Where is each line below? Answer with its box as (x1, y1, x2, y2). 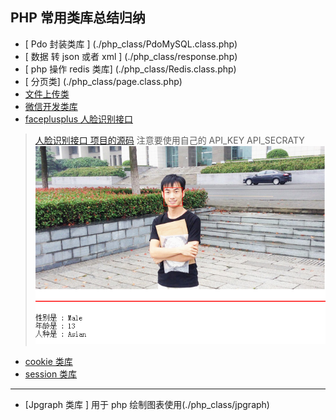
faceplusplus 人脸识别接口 (24, 113, 133, 125)
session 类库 (24, 368, 78, 380)
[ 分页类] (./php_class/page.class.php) (24, 75, 183, 87)
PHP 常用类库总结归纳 (10, 9, 146, 27)
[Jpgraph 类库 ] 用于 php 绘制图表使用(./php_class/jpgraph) (24, 398, 270, 410)
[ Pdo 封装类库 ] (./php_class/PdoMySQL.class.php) (24, 38, 238, 50)
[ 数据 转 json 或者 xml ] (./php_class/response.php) (24, 50, 238, 62)
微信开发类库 (24, 100, 78, 112)
